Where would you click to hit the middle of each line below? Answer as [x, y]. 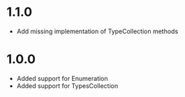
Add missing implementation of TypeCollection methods [97, 31]
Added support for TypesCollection [67, 86]
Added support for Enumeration [62, 78]
